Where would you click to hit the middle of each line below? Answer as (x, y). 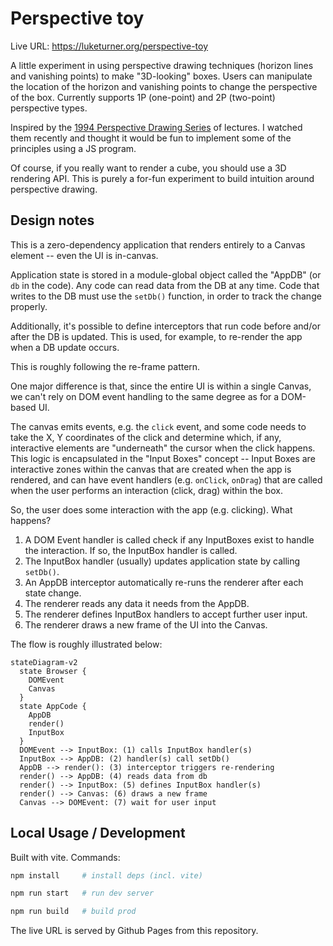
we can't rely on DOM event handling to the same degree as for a (145, 396)
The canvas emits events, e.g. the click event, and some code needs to (158, 426)
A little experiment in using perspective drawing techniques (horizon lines (162, 65)
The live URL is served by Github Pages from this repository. (134, 931)
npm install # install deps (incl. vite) (106, 875)
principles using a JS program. (73, 148)
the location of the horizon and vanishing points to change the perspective (164, 86)
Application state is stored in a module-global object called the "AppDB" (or (166, 274)
